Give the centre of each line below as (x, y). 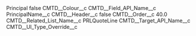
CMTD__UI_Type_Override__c (42, 27)
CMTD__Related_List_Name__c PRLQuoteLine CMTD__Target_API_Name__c (98, 21)
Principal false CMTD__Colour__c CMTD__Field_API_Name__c (81, 8)
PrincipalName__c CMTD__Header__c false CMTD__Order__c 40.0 (87, 14)
